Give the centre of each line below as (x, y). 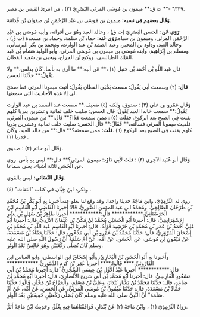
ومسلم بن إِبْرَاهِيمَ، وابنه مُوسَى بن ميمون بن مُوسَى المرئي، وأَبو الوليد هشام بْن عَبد (98, 51)
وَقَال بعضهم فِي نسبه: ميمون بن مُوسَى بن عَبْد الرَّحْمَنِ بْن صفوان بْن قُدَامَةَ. (89, 20)
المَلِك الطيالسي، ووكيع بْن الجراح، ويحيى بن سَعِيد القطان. (70, 57)
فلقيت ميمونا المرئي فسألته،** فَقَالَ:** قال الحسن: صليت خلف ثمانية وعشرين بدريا (99, 124)
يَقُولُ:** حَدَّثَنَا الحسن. (31, 75)
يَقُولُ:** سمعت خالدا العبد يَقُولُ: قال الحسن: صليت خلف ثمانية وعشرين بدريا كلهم (97, 111)
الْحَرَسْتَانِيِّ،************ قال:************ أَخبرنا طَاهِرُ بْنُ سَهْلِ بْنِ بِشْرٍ (87, 214)
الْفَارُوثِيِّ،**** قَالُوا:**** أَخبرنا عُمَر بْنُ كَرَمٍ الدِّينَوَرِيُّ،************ (80, 263)
